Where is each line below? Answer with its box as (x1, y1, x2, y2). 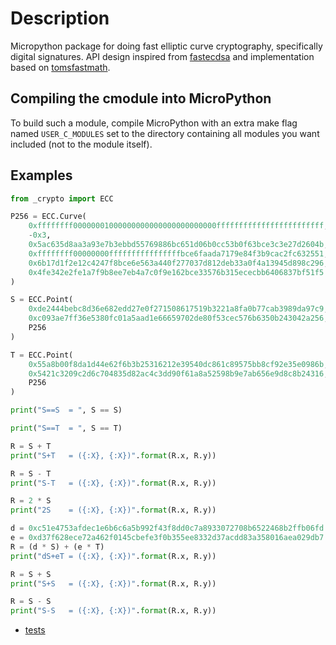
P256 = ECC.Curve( (10, 212, 87, 222)
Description (10, 7, 110, 30)
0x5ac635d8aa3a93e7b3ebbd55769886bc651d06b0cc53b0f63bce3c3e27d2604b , (28, 240, 329, 250)
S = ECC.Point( (10, 295, 74, 305)
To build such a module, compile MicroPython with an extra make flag (10, 117, 298, 129)
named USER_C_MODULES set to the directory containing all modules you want (10, 127, 320, 139)
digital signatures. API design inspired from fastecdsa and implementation (10, 50, 315, 62)
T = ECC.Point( (10, 350, 74, 360)
